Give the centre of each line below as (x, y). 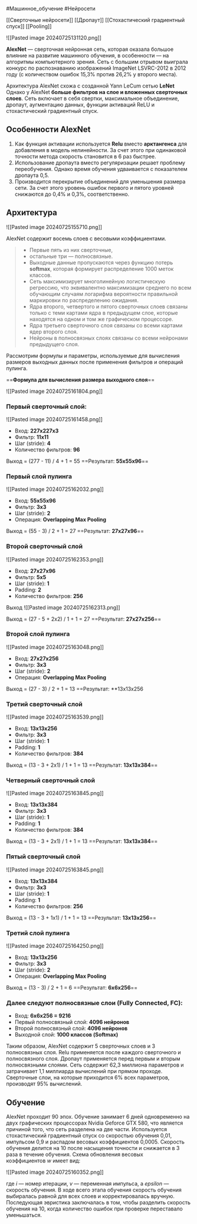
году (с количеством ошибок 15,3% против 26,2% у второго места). (92, 74)
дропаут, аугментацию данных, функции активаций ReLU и (81, 105)
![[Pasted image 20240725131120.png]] (54, 38)
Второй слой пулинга (38, 634)
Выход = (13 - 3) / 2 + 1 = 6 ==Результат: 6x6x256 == (72, 988)
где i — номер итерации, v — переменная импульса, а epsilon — (88, 1184)
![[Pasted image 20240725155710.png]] (54, 227)
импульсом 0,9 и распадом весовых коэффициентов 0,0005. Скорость (95, 1142)
